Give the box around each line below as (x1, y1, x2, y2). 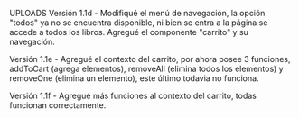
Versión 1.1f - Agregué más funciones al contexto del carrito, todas (9, 90, 257, 101)
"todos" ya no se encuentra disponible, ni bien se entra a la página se (9, 17, 268, 28)
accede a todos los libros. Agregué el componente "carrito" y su (9, 27, 248, 37)
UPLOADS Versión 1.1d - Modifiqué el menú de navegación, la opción (9, 8, 266, 18)
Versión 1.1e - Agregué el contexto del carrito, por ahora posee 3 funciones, (9, 54, 291, 64)
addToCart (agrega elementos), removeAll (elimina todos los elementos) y (9, 63, 284, 74)
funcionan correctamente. (9, 100, 107, 111)
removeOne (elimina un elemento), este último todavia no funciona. (9, 73, 259, 84)
